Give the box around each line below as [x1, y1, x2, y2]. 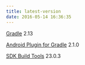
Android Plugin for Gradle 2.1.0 [6, 41, 80, 48]
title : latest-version [6, 8, 61, 15]
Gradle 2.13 [6, 30, 33, 37]
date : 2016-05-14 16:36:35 [6, 14, 72, 20]
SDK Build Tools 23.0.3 [6, 52, 61, 59]
